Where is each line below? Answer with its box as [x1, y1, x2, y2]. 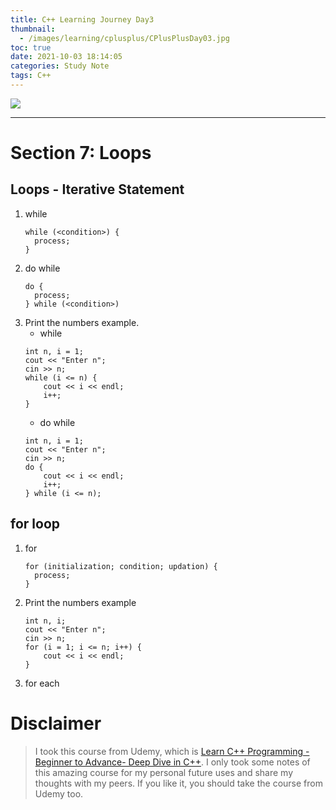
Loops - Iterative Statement [10, 181, 185, 198]
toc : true [10, 42, 52, 53]
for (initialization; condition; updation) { [24, 561, 218, 571]
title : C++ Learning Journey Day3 [10, 14, 155, 25]
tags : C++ [10, 71, 52, 81]
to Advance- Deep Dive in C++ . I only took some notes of [74, 756, 311, 768]
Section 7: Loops [10, 142, 152, 165]
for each [24, 677, 60, 689]
